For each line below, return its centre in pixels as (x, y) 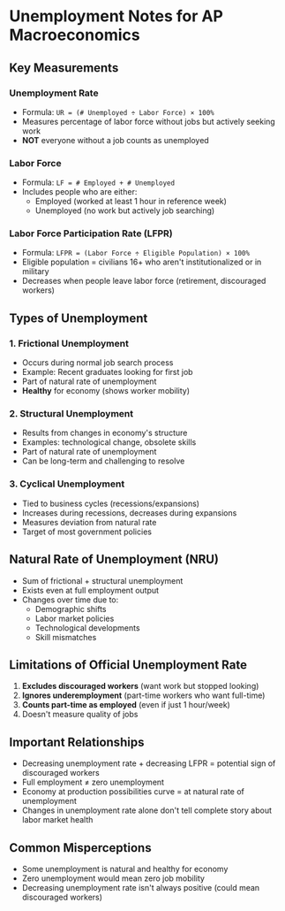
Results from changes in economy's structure (105, 433)
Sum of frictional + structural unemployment (102, 580)
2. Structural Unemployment (71, 414)
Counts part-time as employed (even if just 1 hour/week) (126, 705)
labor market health (57, 820)
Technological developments (87, 628)
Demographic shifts (71, 609)
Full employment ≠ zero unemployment (93, 782)
